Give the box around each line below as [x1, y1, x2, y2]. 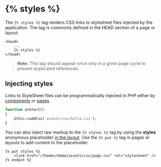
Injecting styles [5, 80, 53, 88]
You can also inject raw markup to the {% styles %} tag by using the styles [5, 130, 156, 135]
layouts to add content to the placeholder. [5, 140, 89, 146]
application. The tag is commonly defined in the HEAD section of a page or [5, 24, 156, 30]
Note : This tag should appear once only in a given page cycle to [17, 60, 146, 66]
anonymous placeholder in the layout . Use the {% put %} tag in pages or [5, 134, 150, 140]
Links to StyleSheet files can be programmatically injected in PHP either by [5, 92, 155, 98]
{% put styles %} [5, 149, 40, 154]
